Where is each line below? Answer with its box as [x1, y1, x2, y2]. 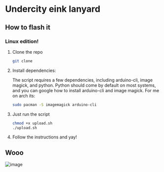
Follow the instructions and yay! [12, 134, 78, 140]
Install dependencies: [12, 68, 56, 73]
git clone [12, 58, 33, 64]
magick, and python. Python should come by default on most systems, [12, 82, 156, 88]
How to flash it [5, 23, 50, 32]
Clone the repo [12, 49, 43, 55]
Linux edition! [5, 38, 39, 45]
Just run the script [12, 111, 50, 117]
